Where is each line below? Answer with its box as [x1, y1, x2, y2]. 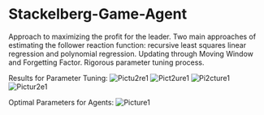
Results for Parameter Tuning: [8, 73, 108, 83]
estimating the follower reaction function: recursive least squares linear [8, 40, 246, 49]
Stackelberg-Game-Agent [8, 5, 188, 23]
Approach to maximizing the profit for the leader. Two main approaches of [8, 32, 257, 41]
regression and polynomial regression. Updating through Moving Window [8, 49, 254, 58]
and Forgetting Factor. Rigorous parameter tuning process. [8, 57, 205, 67]
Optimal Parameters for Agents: [8, 97, 115, 107]
